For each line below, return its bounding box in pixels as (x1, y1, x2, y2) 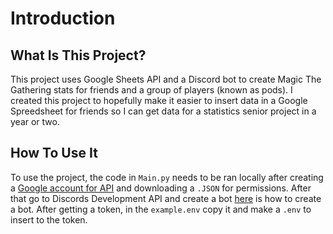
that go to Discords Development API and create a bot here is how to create (10, 192, 322, 204)
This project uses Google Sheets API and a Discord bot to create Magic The (10, 73, 322, 85)
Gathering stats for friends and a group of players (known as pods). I (10, 84, 293, 96)
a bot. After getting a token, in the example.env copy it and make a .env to (10, 203, 312, 215)
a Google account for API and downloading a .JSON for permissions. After (10, 182, 312, 194)
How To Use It (10, 145, 98, 162)
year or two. (10, 116, 60, 127)
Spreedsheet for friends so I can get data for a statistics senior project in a (10, 105, 317, 117)
